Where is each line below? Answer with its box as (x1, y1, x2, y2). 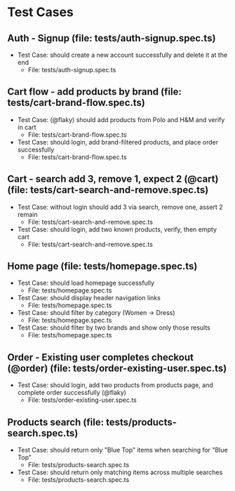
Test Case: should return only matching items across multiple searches (17, 468, 223, 477)
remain (17, 210, 38, 218)
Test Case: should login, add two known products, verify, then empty (17, 225, 217, 234)
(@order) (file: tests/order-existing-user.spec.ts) (7, 362, 227, 374)
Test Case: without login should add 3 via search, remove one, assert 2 (17, 203, 223, 211)
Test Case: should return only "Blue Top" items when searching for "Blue (17, 446, 228, 455)
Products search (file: (7, 416, 104, 428)
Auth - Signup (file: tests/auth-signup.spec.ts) (7, 32, 216, 44)
